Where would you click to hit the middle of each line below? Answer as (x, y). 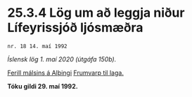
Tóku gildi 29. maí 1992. (43, 86)
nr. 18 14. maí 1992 (38, 46)
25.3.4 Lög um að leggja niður (96, 13)
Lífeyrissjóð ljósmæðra (75, 28)
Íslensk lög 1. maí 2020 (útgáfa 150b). (62, 59)
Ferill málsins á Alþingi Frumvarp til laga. (66, 73)
